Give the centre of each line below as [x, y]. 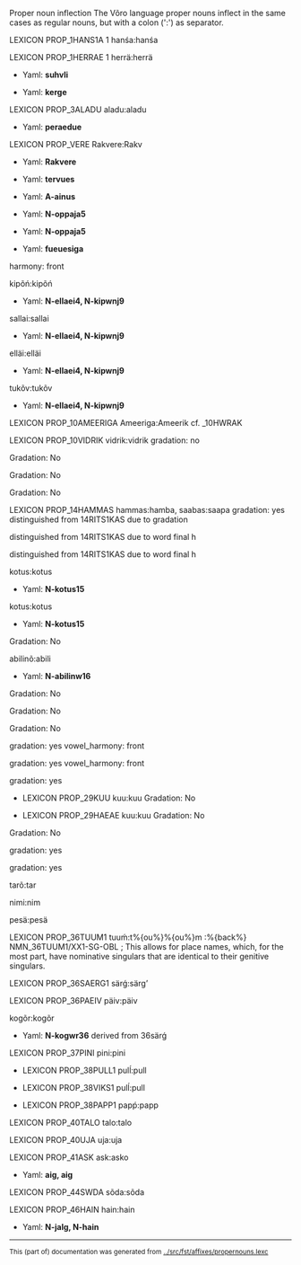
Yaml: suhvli [45, 75]
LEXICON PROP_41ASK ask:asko [69, 1157]
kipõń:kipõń [31, 283]
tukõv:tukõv [31, 388]
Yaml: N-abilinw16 [56, 676]
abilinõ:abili [30, 659]
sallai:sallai [29, 318]
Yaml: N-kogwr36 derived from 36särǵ [95, 1035]
